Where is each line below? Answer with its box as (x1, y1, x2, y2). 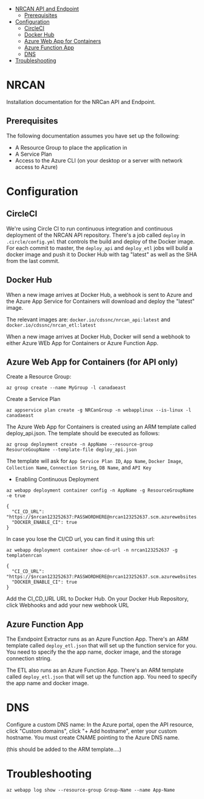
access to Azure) (15, 163, 58, 170)
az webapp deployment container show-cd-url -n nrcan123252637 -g (6, 547, 178, 553)
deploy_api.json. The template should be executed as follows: (6, 430, 160, 437)
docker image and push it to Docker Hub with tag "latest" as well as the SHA (6, 251, 197, 258)
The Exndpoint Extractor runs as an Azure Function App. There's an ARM (6, 635, 189, 643)
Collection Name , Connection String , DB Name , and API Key (6, 464, 152, 471)
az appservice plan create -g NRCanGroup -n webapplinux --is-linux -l (6, 407, 191, 413)
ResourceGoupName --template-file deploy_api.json (6, 447, 137, 453)
